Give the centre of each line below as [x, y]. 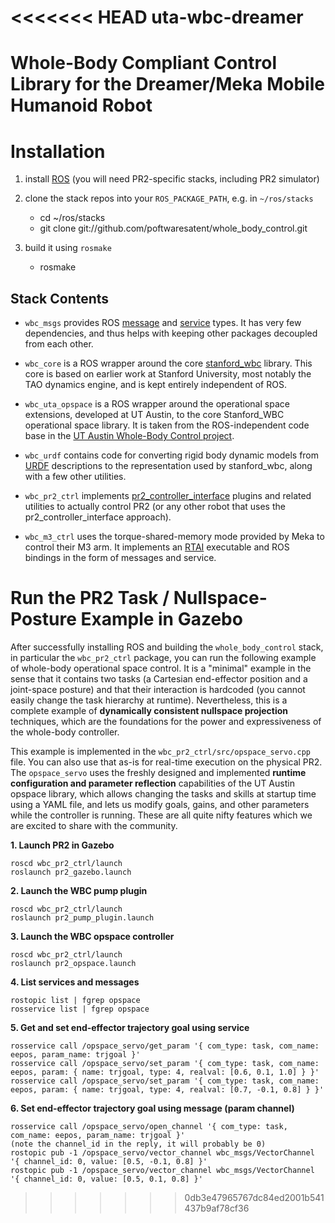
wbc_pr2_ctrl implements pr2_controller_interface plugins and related [168, 496]
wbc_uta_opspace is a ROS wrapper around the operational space [157, 404]
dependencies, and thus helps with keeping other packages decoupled [171, 333]
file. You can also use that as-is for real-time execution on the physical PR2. [166, 762]
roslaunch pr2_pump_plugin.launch [82, 918]
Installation [58, 151]
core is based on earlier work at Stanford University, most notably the [168, 374]
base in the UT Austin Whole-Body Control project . [129, 436]
